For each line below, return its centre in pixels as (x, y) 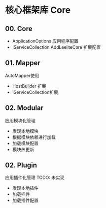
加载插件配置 (25, 201)
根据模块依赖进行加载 (34, 137)
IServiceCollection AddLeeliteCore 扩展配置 (56, 47)
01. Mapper (23, 63)
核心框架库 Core (38, 10)
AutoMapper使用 (22, 75)
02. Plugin (21, 165)
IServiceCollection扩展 (35, 92)
